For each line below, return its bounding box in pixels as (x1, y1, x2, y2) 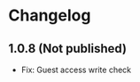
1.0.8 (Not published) (8, 41, 128, 56)
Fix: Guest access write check (20, 64, 132, 75)
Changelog (8, 5, 91, 26)
